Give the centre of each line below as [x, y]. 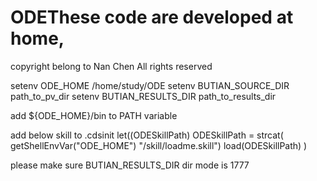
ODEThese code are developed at [152, 17]
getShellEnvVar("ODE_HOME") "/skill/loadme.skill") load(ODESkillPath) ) [159, 145]
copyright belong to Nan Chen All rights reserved [111, 66]
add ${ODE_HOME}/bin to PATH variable [94, 115]
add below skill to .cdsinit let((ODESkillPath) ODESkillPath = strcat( [147, 135]
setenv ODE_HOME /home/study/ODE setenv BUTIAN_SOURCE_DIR [150, 85]
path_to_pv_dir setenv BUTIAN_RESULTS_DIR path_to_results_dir [143, 96]
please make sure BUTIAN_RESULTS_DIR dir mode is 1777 [130, 165]
